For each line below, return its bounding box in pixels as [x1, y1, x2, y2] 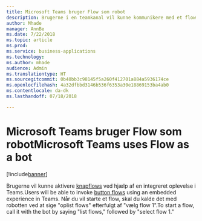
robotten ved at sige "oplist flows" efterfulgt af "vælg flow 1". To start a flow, [6, 201, 195, 209]
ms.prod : [6, 43, 28, 49]
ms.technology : [6, 54, 45, 60]
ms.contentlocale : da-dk [6, 88, 69, 94]
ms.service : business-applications [6, 48, 96, 54]
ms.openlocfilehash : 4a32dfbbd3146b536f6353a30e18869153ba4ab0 [6, 82, 169, 88]
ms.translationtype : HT [6, 71, 67, 77]
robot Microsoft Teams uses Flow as [6, 137, 189, 151]
